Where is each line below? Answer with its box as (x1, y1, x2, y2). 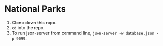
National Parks (4, 3, 66, 15)
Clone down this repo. (11, 20, 57, 25)
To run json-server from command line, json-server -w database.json (11, 30, 155, 36)
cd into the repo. (11, 24, 45, 30)
